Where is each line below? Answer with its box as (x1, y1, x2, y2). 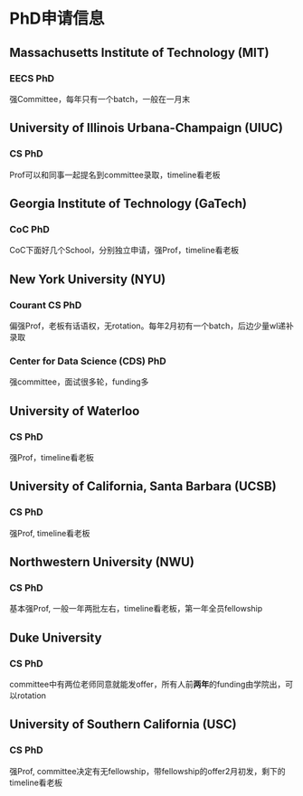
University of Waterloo (9, 403, 140, 419)
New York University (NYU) (9, 271, 166, 287)
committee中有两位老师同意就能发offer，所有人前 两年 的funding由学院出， (9, 678, 286, 689)
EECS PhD (9, 71, 55, 84)
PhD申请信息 (9, 8, 105, 29)
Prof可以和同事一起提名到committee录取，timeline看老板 (9, 169, 221, 180)
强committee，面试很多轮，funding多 (9, 376, 149, 387)
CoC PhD (9, 223, 50, 235)
